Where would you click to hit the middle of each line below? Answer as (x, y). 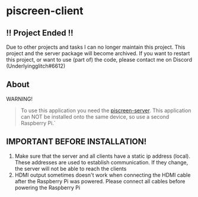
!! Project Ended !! (40, 33)
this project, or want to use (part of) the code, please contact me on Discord (99, 60)
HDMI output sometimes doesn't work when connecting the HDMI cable (103, 175)
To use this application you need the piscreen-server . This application (106, 110)
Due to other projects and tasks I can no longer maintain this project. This (96, 47)
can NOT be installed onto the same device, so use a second (95, 116)
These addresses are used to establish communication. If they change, (101, 162)
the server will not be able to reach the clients (71, 169)
